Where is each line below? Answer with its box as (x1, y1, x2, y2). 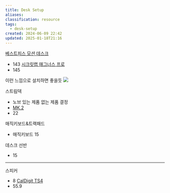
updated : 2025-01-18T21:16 (5, 36, 62, 41)
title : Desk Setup (5, 7, 44, 13)
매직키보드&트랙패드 (5, 120, 45, 126)
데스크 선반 (5, 142, 27, 148)
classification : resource (5, 17, 60, 22)
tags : (5, 21, 17, 27)
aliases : (5, 12, 24, 17)
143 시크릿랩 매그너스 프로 (12, 61, 65, 67)
